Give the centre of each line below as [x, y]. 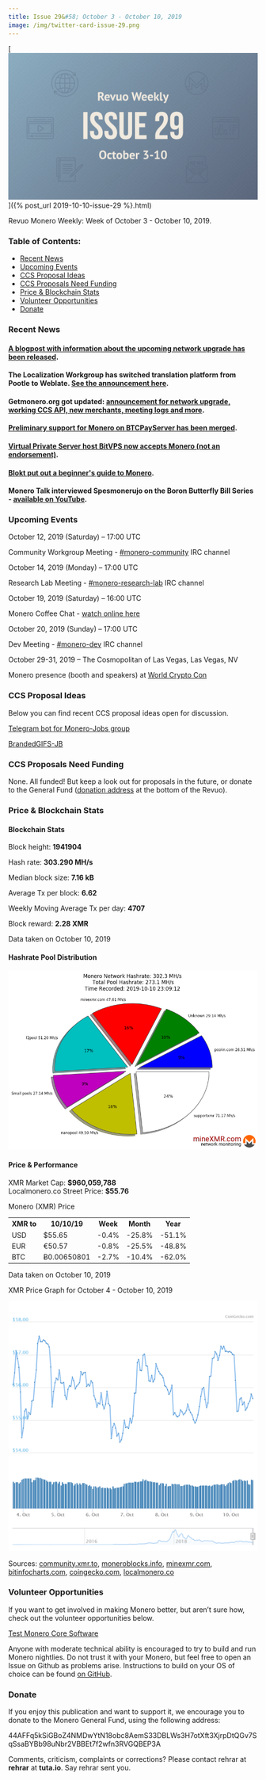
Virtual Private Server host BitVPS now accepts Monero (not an [114, 446]
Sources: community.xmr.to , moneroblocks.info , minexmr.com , [110, 1563]
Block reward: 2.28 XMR [48, 924]
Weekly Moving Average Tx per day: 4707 [76, 908]
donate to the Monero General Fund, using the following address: [114, 1721]
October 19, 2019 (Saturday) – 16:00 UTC [75, 598]
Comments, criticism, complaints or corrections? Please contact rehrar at [127, 1759]
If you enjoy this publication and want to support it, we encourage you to [127, 1712]
